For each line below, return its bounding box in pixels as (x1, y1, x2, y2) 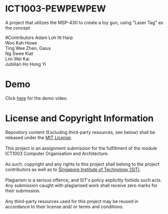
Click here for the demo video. (5, 95, 68, 101)
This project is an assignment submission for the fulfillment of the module (5, 145, 157, 151)
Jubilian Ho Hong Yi (5, 61, 46, 67)
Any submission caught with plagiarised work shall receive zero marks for (5, 182, 158, 188)
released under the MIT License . (5, 134, 72, 140)
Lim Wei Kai (5, 55, 30, 61)
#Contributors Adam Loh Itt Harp (5, 34, 73, 40)
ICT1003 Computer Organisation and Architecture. (5, 150, 109, 156)
